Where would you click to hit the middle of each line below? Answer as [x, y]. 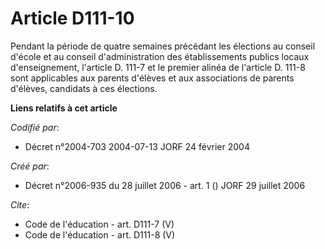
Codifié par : [35, 127]
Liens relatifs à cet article [64, 108]
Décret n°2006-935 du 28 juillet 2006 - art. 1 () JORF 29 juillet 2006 [165, 185]
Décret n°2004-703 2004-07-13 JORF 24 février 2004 [137, 146]
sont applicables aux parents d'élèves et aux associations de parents [152, 78]
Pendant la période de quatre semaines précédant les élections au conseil [163, 46]
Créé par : [30, 166]
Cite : [20, 204]
